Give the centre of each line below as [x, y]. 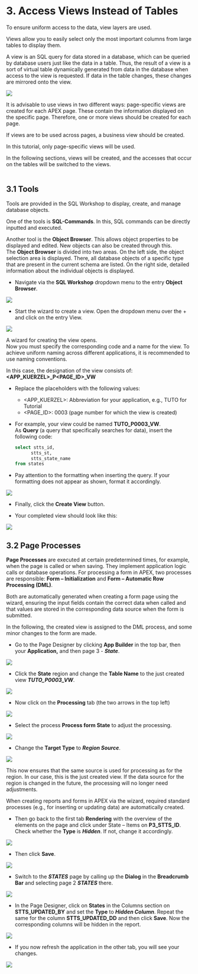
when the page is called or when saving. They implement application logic [96, 566]
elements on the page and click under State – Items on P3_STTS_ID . [98, 825]
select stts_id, [35, 447]
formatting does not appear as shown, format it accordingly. [88, 481]
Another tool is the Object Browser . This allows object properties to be [92, 239]
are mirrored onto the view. [39, 82]
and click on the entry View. [48, 317]
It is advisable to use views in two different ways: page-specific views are [96, 104]
